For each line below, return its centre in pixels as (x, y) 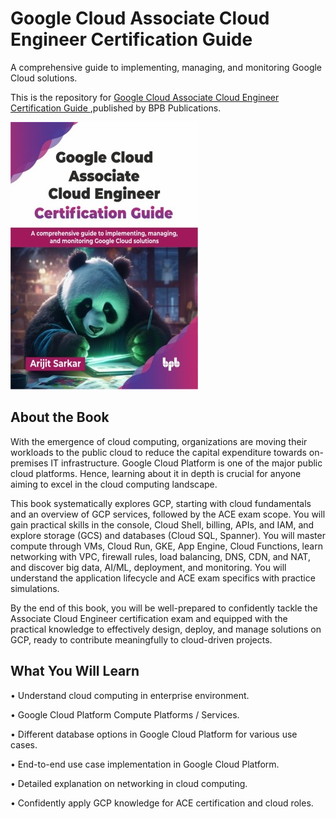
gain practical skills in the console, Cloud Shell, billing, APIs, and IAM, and (162, 524)
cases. (24, 744)
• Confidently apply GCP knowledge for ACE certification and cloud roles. (162, 803)
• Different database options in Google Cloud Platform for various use (154, 734)
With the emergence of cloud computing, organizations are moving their (159, 441)
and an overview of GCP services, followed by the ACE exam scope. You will (168, 514)
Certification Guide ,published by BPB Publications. (116, 108)
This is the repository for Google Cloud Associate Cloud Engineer (145, 97)
